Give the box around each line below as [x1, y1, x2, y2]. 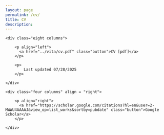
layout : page [5, 7, 33, 13]
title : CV [5, 17, 27, 22]
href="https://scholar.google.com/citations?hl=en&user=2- [26, 103, 155, 108]
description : [5, 21, 33, 27]
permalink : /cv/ [5, 12, 40, 17]
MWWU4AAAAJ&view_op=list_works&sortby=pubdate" [5, 107, 109, 112]
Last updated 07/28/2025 [24, 67, 77, 72]
